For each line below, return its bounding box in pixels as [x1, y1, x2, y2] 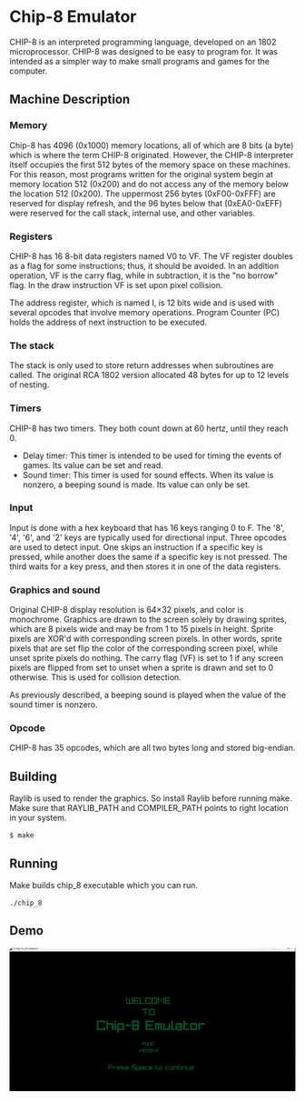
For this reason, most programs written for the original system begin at [9, 168, 274, 179]
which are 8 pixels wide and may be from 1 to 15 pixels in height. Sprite [9, 624, 274, 635]
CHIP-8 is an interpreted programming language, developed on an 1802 [9, 36, 277, 47]
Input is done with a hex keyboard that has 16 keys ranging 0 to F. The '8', [9, 522, 285, 533]
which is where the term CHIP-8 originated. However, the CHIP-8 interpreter [9, 149, 294, 160]
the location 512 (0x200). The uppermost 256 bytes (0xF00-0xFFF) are [9, 188, 276, 199]
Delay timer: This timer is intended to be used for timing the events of [22, 450, 282, 461]
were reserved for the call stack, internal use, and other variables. [9, 207, 256, 218]
